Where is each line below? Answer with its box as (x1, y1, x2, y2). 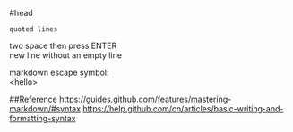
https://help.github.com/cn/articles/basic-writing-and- (82, 103, 284, 114)
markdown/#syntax (9, 103, 82, 114)
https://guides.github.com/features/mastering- (59, 94, 232, 104)
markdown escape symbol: (9, 67, 109, 78)
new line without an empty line (9, 50, 123, 61)
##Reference (9, 94, 58, 104)
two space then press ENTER (9, 40, 117, 51)
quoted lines (9, 25, 58, 34)
